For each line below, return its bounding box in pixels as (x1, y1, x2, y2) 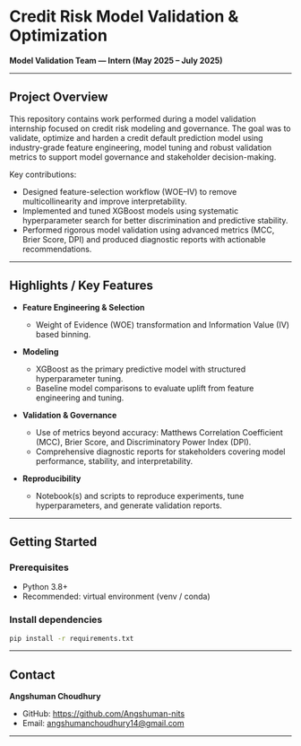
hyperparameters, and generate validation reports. (35, 500, 222, 511)
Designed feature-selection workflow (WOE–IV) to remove (21, 186, 237, 197)
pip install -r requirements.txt (9, 634, 134, 643)
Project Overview (9, 90, 108, 105)
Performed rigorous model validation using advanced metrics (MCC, (21, 224, 275, 235)
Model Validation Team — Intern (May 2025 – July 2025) (9, 55, 223, 66)
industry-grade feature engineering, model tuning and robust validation (9, 142, 272, 153)
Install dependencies (9, 613, 103, 626)
